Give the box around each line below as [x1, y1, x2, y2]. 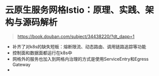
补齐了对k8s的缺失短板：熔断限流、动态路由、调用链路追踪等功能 [12, 43, 147, 49]
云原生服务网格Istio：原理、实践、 [5, 4, 146, 16]
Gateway [12, 61, 31, 67]
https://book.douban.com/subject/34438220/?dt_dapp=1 [17, 33, 135, 39]
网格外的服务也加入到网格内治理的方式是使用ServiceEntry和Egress [12, 56, 149, 62]
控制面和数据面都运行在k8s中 [12, 50, 73, 56]
